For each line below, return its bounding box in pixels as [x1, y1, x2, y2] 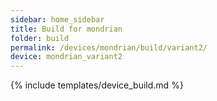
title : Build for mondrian [10, 24, 123, 34]
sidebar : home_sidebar [10, 14, 105, 25]
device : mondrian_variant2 [10, 52, 123, 62]
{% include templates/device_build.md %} [10, 79, 184, 91]
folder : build [10, 33, 70, 43]
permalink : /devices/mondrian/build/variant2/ [10, 42, 208, 53]
